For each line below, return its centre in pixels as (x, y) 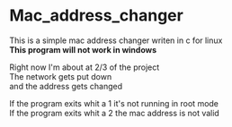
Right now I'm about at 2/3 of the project (85, 67)
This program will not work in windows (83, 49)
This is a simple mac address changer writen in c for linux (116, 40)
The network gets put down (61, 76)
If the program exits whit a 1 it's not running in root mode (114, 103)
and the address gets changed (66, 86)
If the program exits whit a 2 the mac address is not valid (115, 113)
